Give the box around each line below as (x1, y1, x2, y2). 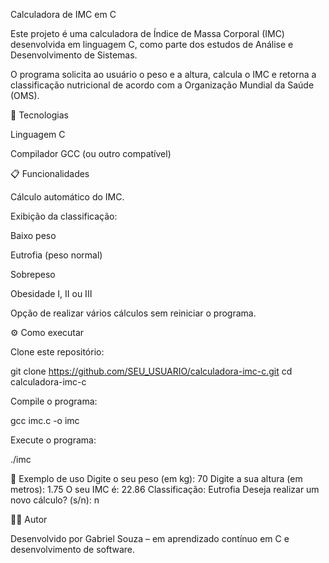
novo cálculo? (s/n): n (10, 494, 100, 506)
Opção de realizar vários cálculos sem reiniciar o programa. (10, 307, 257, 319)
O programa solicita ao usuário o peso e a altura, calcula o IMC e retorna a (10, 69, 317, 80)
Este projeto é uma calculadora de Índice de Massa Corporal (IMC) (10, 28, 285, 39)
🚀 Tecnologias (10, 109, 69, 121)
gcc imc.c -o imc (10, 415, 80, 426)
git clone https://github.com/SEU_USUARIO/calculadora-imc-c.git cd (10, 365, 293, 377)
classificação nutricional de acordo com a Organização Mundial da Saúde (10, 79, 315, 91)
